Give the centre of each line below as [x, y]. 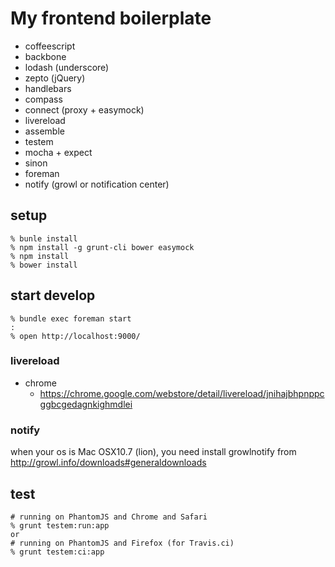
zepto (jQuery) [55, 78]
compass [43, 99]
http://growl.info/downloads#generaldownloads [108, 463]
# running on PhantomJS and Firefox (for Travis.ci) [122, 543]
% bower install [44, 265]
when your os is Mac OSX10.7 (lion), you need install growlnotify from [153, 452]
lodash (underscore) [67, 67]
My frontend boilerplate [111, 18]
